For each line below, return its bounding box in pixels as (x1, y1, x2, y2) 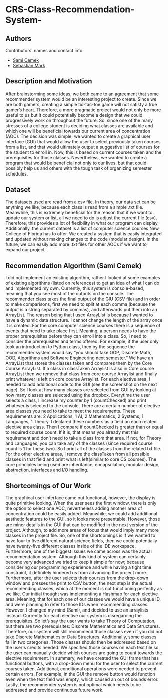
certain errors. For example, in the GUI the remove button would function (5, 671, 155, 677)
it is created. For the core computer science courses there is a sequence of (5, 323, 161, 329)
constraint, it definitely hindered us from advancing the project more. (5, 570, 148, 576)
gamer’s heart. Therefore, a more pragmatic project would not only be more (5, 107, 161, 113)
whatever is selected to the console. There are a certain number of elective (5, 403, 160, 409)
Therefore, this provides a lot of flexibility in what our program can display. (5, 220, 159, 226)
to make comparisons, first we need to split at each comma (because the (5, 301, 156, 307)
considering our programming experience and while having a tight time (5, 564, 152, 570)
